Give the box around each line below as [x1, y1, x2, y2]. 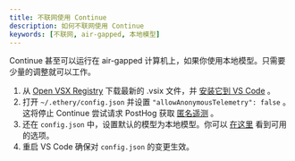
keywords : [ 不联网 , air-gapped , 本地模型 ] [9, 30, 161, 38]
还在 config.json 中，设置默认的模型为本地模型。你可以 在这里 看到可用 [21, 119, 288, 130]
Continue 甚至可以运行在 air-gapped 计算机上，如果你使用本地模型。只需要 [9, 55, 286, 66]
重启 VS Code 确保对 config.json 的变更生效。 [21, 141, 195, 152]
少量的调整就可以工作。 [9, 66, 96, 77]
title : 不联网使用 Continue [9, 13, 107, 22]
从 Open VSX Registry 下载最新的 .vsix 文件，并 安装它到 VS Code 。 [21, 86, 275, 97]
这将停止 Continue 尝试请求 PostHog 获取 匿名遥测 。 [21, 108, 219, 119]
